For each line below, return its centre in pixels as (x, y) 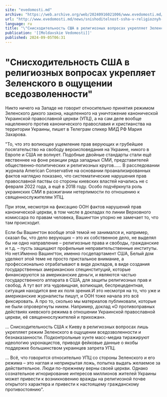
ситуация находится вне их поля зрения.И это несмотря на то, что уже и (83, 290)
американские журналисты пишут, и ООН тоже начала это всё (72, 296)
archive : (14, 14)
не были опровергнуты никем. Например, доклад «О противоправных (80, 306)
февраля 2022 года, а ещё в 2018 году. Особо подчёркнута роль (74, 186)
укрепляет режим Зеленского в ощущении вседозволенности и (73, 332)
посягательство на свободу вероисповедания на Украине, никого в (77, 149)
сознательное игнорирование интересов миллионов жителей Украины (81, 373)
